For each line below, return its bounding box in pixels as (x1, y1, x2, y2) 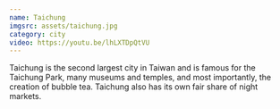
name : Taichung (9, 13, 66, 22)
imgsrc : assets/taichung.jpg (9, 21, 118, 30)
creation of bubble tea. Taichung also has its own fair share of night (9, 81, 259, 92)
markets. (9, 91, 42, 102)
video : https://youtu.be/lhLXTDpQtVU (9, 38, 150, 47)
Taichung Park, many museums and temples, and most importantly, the (9, 72, 271, 83)
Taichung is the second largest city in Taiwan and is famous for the (9, 63, 257, 73)
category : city (9, 29, 66, 38)
